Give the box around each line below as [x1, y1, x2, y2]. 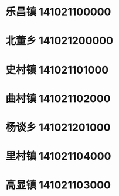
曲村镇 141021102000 [5, 92, 111, 105]
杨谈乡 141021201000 [5, 121, 111, 134]
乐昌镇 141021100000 [5, 5, 111, 19]
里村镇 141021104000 [5, 150, 111, 163]
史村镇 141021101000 [5, 63, 109, 76]
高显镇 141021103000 [5, 178, 111, 192]
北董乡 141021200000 [5, 34, 114, 47]
